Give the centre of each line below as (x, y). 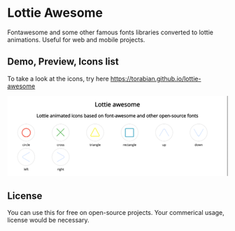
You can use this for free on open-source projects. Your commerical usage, (116, 213)
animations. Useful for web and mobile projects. (76, 39)
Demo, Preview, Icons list (63, 62)
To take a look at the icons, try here (58, 78)
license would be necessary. (48, 220)
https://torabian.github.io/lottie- (156, 78)
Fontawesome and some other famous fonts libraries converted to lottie (110, 32)
